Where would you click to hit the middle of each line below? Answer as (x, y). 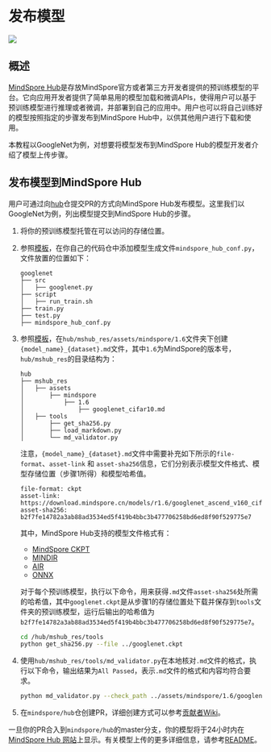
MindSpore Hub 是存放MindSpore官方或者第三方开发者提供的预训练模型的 (130, 87)
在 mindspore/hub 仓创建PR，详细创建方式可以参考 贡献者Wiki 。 (123, 713)
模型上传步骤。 (47, 155)
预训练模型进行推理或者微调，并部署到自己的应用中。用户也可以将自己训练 (132, 107)
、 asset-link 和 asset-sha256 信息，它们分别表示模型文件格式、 (147, 463)
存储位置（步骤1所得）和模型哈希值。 (89, 473)
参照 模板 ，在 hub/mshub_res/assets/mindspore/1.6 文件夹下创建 (124, 339)
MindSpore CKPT (61, 549)
